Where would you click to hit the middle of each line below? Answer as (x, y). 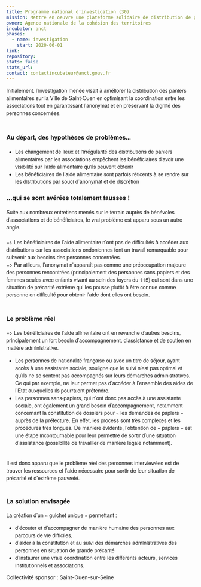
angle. (13, 227)
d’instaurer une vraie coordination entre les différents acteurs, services (96, 558)
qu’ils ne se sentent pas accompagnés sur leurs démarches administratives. (103, 376)
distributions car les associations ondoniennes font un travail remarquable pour (97, 249)
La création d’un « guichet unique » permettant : (62, 515)
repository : (21, 56)
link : (13, 51)
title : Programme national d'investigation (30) (68, 12)
